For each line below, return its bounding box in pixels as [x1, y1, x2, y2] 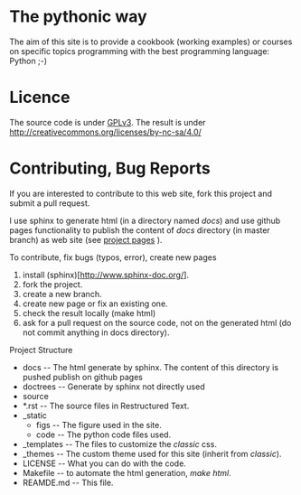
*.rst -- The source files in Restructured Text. [22, 400, 190, 411]
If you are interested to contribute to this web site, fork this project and [9, 188, 273, 199]
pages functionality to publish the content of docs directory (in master [9, 224, 271, 236]
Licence [9, 88, 71, 107]
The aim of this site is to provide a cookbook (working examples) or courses [9, 36, 293, 47]
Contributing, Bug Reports [9, 158, 211, 179]
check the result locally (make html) [22, 307, 156, 318]
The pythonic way [9, 6, 147, 27]
